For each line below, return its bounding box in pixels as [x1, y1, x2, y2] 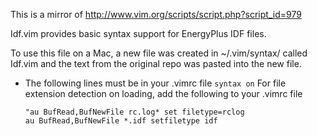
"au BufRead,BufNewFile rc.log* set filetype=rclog [24, 107, 245, 117]
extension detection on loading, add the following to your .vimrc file [24, 88, 303, 99]
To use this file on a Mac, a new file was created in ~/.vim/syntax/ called [10, 47, 308, 59]
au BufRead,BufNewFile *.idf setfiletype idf [24, 116, 218, 126]
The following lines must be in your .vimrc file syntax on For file [24, 77, 287, 89]
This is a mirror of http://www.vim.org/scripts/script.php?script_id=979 [10, 9, 302, 20]
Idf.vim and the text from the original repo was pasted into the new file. [10, 58, 302, 69]
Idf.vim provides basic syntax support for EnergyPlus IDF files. [10, 28, 267, 39]
